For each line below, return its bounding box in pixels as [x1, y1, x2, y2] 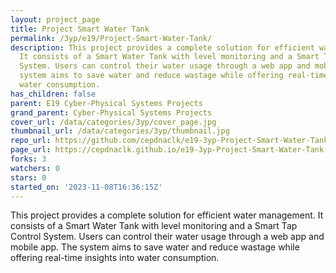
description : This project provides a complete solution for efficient [10, 42, 315, 53]
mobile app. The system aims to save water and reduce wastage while [10, 241, 300, 253]
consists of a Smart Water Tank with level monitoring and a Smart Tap [10, 220, 298, 232]
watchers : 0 [10, 163, 60, 173]
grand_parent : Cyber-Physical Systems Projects [10, 107, 213, 118]
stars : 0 [10, 172, 47, 183]
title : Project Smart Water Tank [10, 24, 150, 34]
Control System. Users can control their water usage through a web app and [10, 231, 325, 243]
